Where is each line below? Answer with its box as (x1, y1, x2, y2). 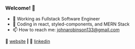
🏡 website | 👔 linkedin (5, 38, 51, 44)
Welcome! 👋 (5, 4, 35, 11)
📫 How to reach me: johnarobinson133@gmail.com (12, 27, 120, 33)
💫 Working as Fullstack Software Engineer (12, 16, 100, 22)
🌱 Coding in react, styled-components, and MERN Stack (12, 21, 130, 27)
